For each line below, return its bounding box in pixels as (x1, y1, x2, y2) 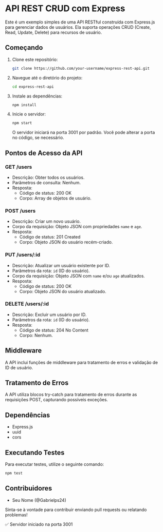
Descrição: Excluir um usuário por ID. (12, 312, 87, 317)
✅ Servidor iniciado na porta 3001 (5, 521, 73, 527)
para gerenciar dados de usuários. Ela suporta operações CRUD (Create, (5, 24, 151, 30)
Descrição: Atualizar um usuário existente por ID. (12, 262, 110, 268)
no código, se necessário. (12, 135, 64, 140)
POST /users (5, 207, 36, 214)
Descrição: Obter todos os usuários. (12, 174, 85, 180)
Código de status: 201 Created (19, 234, 81, 240)
